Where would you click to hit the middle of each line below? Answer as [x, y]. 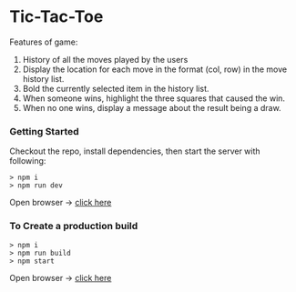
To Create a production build [74, 227]
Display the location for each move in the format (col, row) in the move [155, 69]
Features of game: [44, 42]
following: [28, 161]
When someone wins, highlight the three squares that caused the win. [153, 98]
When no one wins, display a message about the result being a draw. [152, 107]
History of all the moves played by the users [105, 59]
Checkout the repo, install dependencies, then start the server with [135, 151]
